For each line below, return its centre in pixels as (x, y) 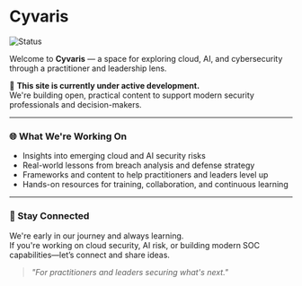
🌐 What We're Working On (68, 136)
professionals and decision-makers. (75, 104)
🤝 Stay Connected (49, 216)
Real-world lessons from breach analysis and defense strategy (138, 165)
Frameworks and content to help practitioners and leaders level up (145, 175)
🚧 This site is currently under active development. (105, 85)
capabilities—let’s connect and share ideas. (90, 255)
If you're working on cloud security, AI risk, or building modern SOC (135, 245)
